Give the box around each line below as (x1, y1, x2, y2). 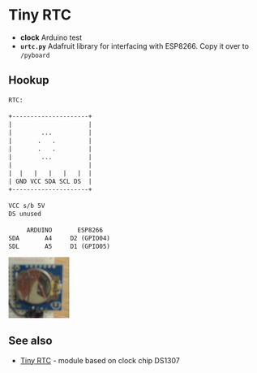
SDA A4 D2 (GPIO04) (8, 234, 111, 242)
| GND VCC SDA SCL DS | (8, 177, 92, 185)
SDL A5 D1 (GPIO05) (8, 242, 111, 250)
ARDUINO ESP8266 (26, 226, 104, 234)
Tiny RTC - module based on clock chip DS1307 (19, 355, 180, 365)
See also (8, 334, 53, 348)
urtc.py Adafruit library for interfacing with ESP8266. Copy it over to (19, 41, 250, 50)
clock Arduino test (19, 33, 83, 42)
